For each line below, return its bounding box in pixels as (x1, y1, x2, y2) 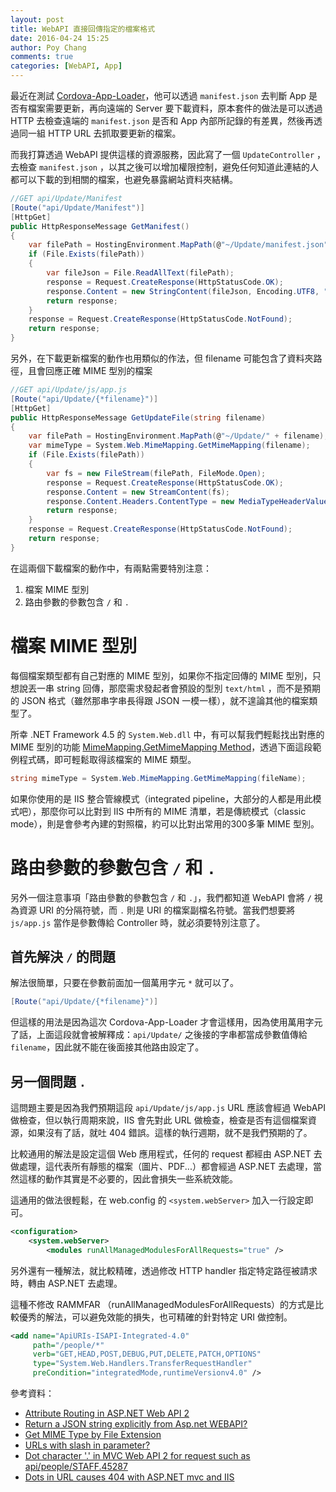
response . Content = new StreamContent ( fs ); (46, 487, 230, 497)
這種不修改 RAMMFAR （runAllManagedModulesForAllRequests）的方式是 (10, 1298, 316, 1310)
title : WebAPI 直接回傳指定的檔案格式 (10, 24, 156, 34)
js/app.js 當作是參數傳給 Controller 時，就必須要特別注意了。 (10, 916, 266, 928)
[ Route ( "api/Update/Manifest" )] (10, 202, 145, 213)
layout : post (10, 14, 65, 25)
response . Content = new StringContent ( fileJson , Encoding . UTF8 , (46, 286, 320, 296)
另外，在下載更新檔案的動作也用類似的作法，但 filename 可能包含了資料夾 (10, 352, 314, 364)
